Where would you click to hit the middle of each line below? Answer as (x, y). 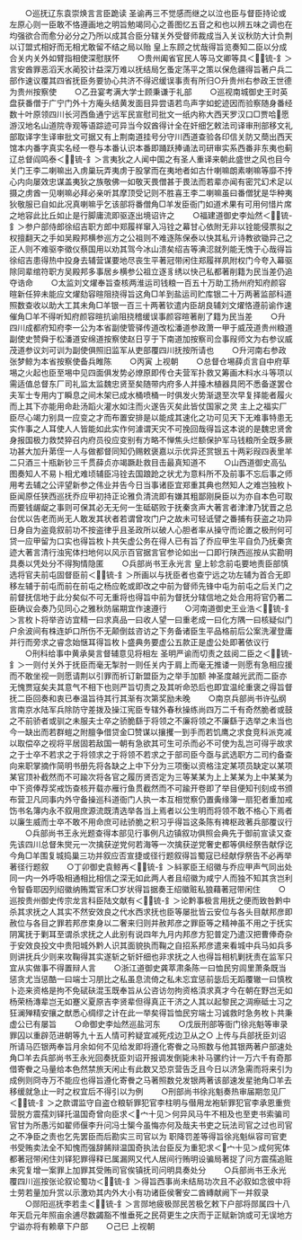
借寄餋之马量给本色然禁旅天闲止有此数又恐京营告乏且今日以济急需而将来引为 (151, 1069)
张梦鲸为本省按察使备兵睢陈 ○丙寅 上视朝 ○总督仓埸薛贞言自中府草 (150, 361)
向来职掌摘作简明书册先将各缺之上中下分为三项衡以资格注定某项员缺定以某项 (151, 766)
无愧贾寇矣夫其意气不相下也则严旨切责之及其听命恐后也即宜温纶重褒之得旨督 (151, 687)
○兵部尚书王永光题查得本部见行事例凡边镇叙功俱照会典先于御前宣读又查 (158, 833)
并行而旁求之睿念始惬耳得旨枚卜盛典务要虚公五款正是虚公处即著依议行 (139, 642)
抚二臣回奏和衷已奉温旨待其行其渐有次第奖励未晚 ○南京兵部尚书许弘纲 (148, 698)
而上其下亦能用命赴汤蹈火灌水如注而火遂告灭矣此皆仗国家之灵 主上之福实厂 (148, 406)
